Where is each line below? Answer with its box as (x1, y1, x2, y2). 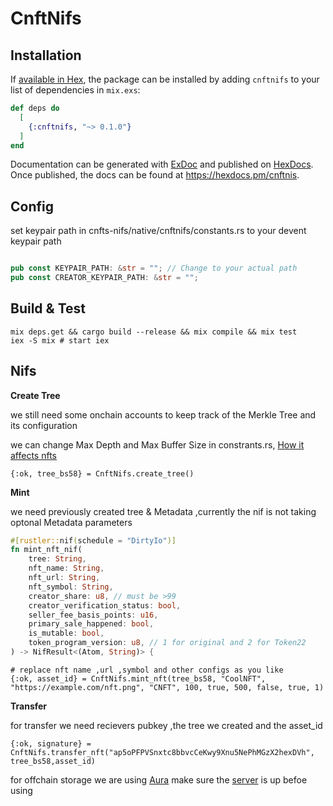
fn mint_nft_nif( (10, 545, 83, 555)
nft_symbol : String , (28, 582, 114, 592)
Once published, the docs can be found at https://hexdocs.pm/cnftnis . (10, 169, 300, 181)
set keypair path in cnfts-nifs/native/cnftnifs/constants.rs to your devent (10, 225, 307, 237)
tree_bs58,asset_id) (10, 756, 97, 766)
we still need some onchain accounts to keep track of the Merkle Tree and (10, 408, 317, 421)
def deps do (10, 103, 60, 113)
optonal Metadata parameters (10, 516, 133, 528)
